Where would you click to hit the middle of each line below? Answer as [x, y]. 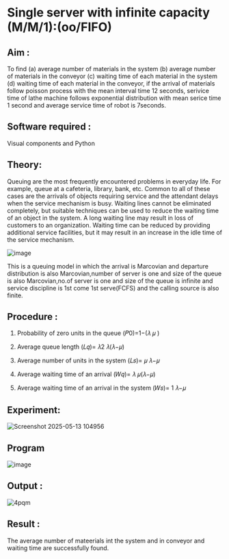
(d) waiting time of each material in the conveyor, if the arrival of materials [111, 83]
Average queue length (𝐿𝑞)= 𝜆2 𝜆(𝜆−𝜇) [71, 347]
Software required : [49, 127]
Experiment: [34, 410]
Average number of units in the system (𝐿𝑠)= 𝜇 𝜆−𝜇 [88, 360]
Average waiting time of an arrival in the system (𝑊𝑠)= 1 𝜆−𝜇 [102, 388]
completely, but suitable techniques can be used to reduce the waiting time [113, 210]
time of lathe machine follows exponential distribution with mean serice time [114, 98]
